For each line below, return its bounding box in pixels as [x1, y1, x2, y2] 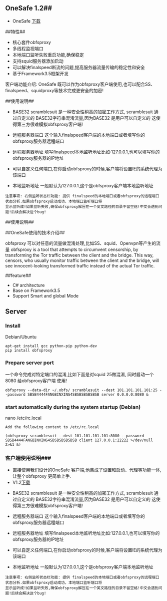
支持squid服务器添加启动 [12, 58, 63, 64]
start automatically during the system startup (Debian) [5, 403, 141, 410]
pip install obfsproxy [5, 348, 52, 353]
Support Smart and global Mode [12, 292, 79, 298]
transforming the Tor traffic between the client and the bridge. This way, [5, 252, 154, 258]
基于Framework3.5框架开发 [12, 70, 69, 77]
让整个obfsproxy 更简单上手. [12, 473, 71, 479]
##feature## [5, 272, 31, 278]
